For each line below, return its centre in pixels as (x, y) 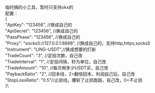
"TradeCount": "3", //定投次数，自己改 (44, 55)
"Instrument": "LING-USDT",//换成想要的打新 (51, 49)
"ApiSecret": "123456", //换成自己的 (42, 31)
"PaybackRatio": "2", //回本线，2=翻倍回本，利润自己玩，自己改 (70, 74)
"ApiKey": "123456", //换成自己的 (39, 25)
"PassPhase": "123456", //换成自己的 (43, 37)
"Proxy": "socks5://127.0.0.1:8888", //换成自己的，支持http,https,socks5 (78, 43)
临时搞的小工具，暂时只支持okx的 (39, 7)
